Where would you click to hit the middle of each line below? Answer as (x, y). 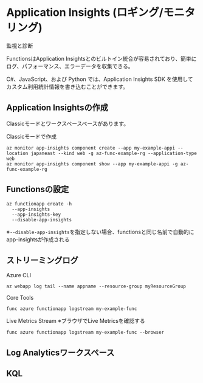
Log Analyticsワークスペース (60, 352)
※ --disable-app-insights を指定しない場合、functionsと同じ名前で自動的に (100, 232)
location (17, 153)
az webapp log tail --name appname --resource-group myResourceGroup (96, 286)
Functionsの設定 (38, 189)
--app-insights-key (36, 214)
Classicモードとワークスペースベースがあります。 (68, 123)
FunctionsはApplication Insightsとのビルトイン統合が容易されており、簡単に (101, 58)
